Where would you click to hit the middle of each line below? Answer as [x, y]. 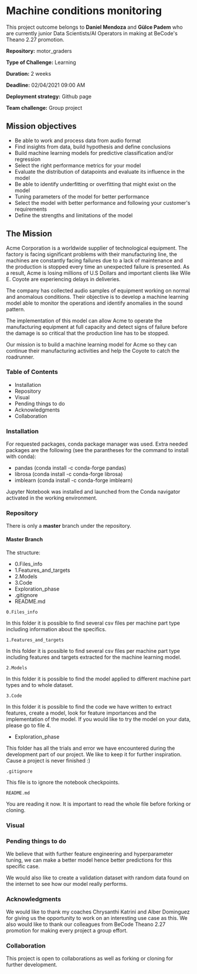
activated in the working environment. [52, 498]
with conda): [21, 457]
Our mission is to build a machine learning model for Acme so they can [91, 344]
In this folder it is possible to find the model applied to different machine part [98, 679]
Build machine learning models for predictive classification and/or [94, 153]
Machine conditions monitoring [84, 11]
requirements [30, 209]
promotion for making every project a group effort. [67, 931]
